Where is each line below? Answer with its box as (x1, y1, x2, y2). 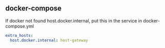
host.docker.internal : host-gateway (10, 38, 88, 43)
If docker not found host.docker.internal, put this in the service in (5, 17, 142, 23)
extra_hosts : (5, 33, 33, 38)
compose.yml (5, 23, 34, 29)
